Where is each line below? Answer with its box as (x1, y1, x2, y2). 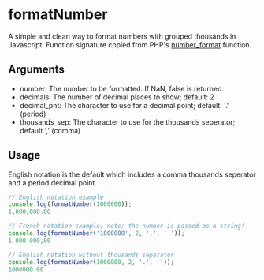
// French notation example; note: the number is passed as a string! (8, 222, 245, 230)
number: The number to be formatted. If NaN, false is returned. (19, 84, 225, 93)
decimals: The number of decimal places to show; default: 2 (19, 92, 215, 102)
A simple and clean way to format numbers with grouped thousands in (8, 32, 236, 41)
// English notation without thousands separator (8, 251, 175, 259)
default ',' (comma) (19, 125, 81, 135)
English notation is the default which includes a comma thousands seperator (8, 170, 256, 179)
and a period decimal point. (8, 177, 97, 187)
